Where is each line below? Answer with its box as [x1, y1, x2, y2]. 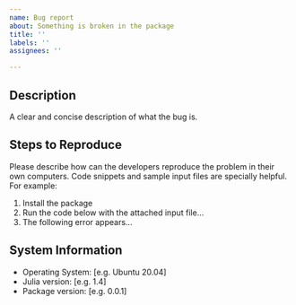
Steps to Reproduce [9, 137, 123, 152]
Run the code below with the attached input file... [22, 207, 205, 218]
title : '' [9, 30, 47, 39]
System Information [9, 243, 123, 258]
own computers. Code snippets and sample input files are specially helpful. [9, 170, 287, 181]
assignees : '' [9, 47, 63, 56]
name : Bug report [9, 13, 74, 22]
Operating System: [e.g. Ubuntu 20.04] [22, 266, 167, 277]
